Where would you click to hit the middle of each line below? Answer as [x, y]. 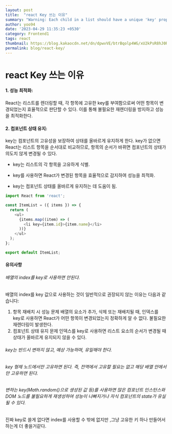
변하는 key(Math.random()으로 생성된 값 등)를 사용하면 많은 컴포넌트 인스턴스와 [85, 390]
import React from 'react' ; [35, 196]
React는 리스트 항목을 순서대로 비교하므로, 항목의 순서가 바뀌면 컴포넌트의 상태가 [86, 147]
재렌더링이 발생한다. [33, 324]
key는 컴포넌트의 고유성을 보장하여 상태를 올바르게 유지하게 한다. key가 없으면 [83, 141]
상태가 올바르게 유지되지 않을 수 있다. [50, 337]
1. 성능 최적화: [19, 91]
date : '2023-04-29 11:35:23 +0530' [43, 29]
